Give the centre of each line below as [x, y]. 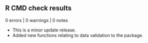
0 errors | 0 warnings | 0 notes [37, 20]
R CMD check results [38, 8]
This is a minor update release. [44, 30]
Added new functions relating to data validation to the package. [78, 35]
